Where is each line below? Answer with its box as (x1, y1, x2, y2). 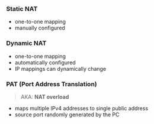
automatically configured (14, 58, 76, 66)
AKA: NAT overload (20, 93, 69, 100)
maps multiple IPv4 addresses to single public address (14, 105, 149, 112)
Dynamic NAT (6, 39, 47, 47)
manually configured (14, 24, 65, 31)
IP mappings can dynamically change (14, 65, 107, 72)
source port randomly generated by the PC (14, 111, 120, 118)
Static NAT (6, 5, 38, 13)
